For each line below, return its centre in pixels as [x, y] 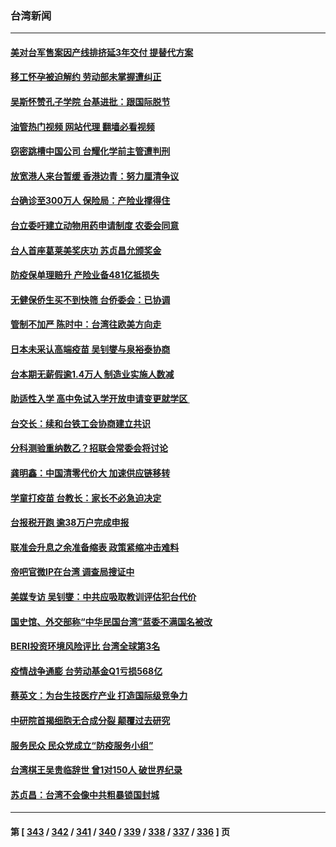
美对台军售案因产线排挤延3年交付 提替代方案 [102, 52]
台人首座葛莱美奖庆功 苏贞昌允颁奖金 [86, 250]
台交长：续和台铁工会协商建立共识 [80, 423]
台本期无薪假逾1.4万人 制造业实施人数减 [92, 374]
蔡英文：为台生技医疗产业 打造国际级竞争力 [99, 696]
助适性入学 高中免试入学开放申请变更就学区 [99, 399]
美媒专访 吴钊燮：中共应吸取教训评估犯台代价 [103, 596]
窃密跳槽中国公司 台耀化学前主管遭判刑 [90, 151]
